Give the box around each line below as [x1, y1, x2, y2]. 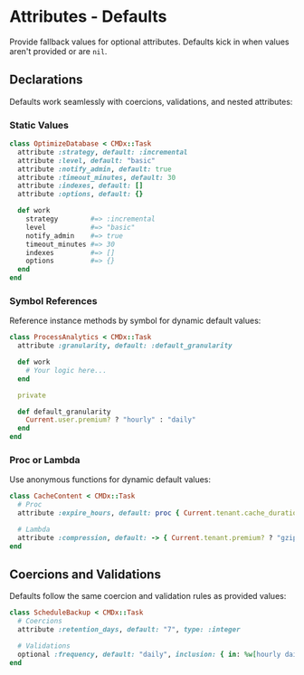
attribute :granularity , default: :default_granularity [17, 341, 233, 350]
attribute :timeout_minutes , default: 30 [17, 173, 176, 182]
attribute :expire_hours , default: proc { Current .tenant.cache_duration [17, 509, 301, 518]
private [17, 391, 47, 400]
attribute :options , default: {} [17, 190, 144, 199]
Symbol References [9, 294, 98, 307]
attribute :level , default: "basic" [17, 156, 156, 165]
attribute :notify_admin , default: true [17, 165, 172, 174]
